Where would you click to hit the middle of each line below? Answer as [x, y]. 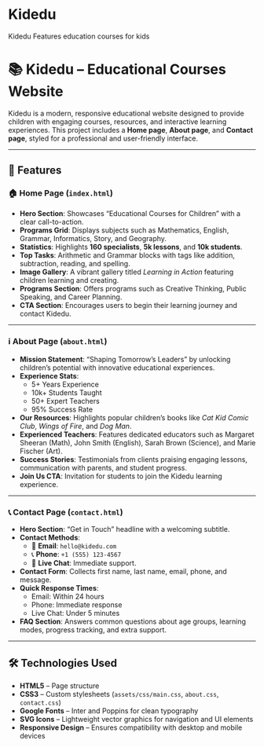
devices [32, 735]
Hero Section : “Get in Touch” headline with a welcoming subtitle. [125, 529]
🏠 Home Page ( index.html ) [61, 193]
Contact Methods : [50, 538]
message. [35, 580]
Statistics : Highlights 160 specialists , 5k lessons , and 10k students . [131, 247]
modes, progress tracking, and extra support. [93, 630]
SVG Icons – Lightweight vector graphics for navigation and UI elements [136, 719]
